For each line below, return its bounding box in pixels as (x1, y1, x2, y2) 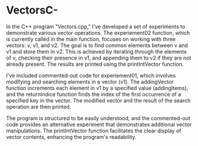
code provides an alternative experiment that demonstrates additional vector (6, 121, 192, 128)
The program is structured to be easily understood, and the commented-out (6, 114, 190, 121)
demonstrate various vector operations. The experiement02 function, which (6, 29, 190, 36)
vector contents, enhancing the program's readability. (6, 133, 137, 140)
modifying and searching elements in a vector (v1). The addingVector (6, 78, 174, 85)
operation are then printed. (6, 103, 71, 110)
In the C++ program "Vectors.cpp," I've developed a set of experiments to (6, 23, 186, 30)
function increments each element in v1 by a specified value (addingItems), (6, 84, 189, 91)
